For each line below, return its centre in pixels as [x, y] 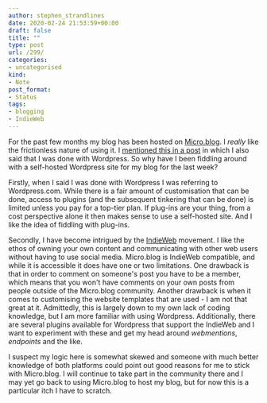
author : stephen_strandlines [56, 15]
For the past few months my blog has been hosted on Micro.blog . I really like [133, 141]
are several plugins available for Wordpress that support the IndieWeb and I [132, 324]
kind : [17, 75]
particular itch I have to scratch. [60, 390]
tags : [17, 104]
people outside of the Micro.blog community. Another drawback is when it [130, 290]
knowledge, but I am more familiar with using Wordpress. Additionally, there [132, 316]
